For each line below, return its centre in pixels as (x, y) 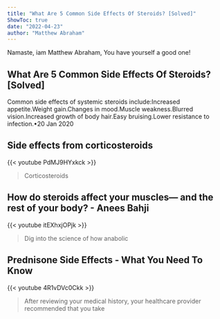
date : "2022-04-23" (35, 26)
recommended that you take (64, 308)
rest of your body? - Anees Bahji (78, 208)
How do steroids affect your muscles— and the (110, 198)
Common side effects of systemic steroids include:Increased (94, 102)
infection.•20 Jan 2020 (40, 124)
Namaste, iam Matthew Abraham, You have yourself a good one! (99, 53)
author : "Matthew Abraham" (46, 33)
